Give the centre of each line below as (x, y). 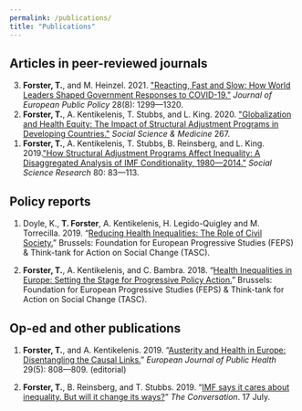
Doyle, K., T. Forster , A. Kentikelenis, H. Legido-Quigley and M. (141, 224)
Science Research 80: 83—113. (81, 173)
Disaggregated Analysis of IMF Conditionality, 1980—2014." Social (147, 163)
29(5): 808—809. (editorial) (74, 369)
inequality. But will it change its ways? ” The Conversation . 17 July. (146, 396)
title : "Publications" (52, 26)
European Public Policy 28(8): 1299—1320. (103, 105)
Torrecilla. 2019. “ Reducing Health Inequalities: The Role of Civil (142, 233)
